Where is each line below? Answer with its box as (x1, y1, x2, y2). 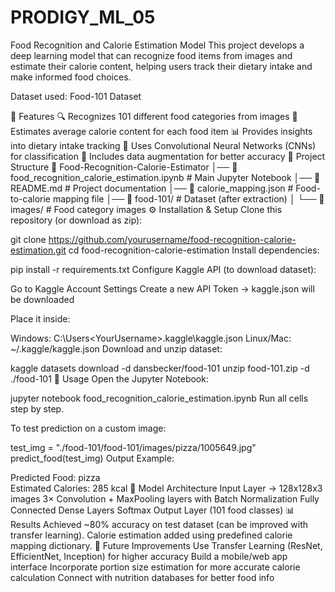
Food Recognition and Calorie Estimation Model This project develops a (10, 39, 305, 51)
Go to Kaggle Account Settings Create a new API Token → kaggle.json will (10, 282, 315, 295)
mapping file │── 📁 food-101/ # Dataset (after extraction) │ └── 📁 (52, 192, 325, 205)
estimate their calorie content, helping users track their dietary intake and (10, 60, 313, 72)
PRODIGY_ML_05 (10, 6, 156, 29)
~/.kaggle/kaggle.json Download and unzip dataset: (10, 342, 223, 355)
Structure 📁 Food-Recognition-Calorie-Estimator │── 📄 (10, 161, 238, 173)
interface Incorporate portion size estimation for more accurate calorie (10, 561, 301, 573)
